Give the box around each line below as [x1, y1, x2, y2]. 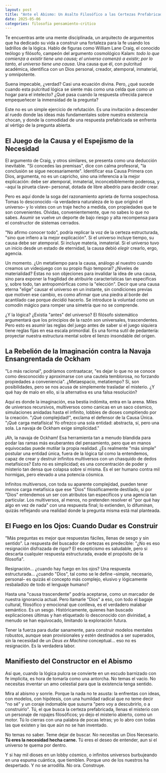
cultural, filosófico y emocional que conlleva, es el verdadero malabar [5, 602, 147, 607]
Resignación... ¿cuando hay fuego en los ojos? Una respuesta [5, 565, 131, 571]
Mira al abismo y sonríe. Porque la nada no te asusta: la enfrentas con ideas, [5, 690, 161, 696]
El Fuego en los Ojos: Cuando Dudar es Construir [5, 522, 158, 530]
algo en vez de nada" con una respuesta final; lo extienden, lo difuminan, [5, 502, 154, 508]
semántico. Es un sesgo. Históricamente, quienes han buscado [5, 607, 133, 612]
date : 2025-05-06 [5, 16, 41, 21]
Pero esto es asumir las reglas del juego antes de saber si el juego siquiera [5, 323, 157, 329]
